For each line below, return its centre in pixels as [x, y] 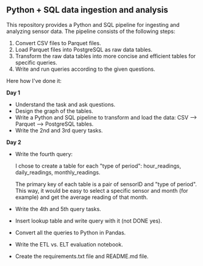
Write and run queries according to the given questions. [85, 69]
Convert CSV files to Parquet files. [58, 43]
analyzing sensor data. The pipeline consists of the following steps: [91, 31]
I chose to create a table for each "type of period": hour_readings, [98, 166]
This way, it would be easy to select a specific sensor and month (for [101, 190]
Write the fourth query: [44, 154]
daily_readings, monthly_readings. [58, 172]
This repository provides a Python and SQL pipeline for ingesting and [93, 24]
